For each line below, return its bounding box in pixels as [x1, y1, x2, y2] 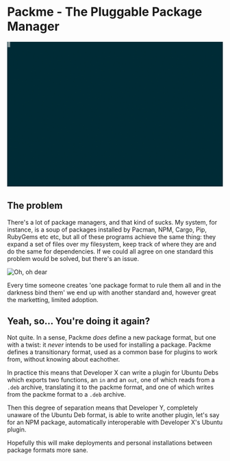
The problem [7, 200, 63, 212]
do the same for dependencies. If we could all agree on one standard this [7, 247, 214, 256]
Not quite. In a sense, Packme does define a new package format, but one [7, 334, 217, 342]
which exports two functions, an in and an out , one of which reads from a [7, 376, 216, 384]
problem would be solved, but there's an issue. [7, 254, 139, 262]
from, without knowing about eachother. [7, 356, 120, 364]
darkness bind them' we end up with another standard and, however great [7, 288, 217, 297]
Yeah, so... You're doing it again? [7, 315, 151, 327]
